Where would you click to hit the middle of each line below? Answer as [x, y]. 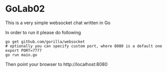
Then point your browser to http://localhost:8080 [57, 64]
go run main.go [21, 55]
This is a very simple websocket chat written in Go [58, 23]
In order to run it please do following [43, 32]
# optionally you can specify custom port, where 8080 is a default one [84, 46]
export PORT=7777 [24, 50]
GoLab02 [25, 9]
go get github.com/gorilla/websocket [45, 42]
